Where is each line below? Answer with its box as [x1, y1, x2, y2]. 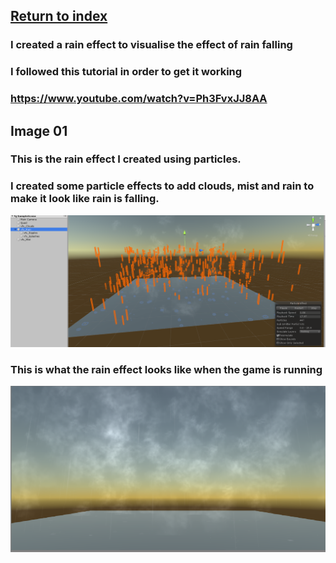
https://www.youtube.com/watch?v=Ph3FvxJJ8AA [10, 92, 268, 106]
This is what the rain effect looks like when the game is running [10, 362, 323, 376]
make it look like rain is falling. [10, 192, 160, 206]
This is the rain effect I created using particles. [10, 152, 242, 166]
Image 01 [10, 122, 68, 139]
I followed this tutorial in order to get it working [10, 65, 243, 79]
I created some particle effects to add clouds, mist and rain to [10, 179, 315, 193]
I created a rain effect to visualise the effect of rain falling [10, 38, 293, 52]
